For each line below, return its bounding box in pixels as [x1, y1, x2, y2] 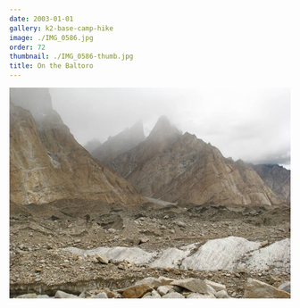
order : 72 [9, 43, 46, 52]
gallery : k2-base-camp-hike [9, 23, 114, 33]
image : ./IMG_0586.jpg [9, 33, 94, 42]
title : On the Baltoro [9, 62, 94, 71]
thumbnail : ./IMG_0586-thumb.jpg [9, 52, 134, 62]
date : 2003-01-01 [9, 14, 74, 23]
